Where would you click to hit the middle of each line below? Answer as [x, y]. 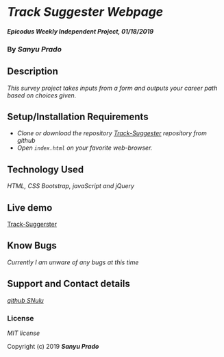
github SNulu [26, 300]
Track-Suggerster [32, 224]
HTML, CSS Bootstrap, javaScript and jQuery [71, 186]
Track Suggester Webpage [85, 12]
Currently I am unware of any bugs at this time [73, 262]
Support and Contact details [69, 284]
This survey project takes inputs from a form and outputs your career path [112, 88]
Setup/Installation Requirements [78, 116]
